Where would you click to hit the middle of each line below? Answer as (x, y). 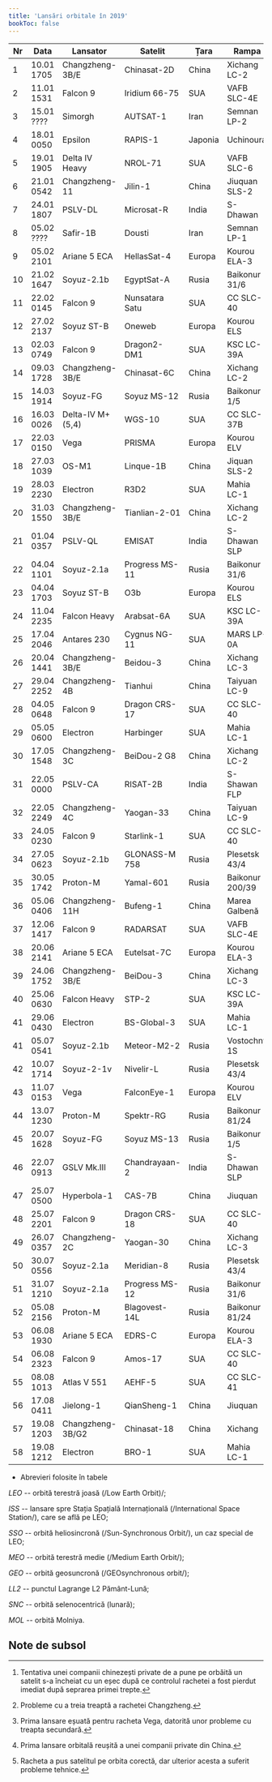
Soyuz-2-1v (87, 1069)
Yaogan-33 (147, 812)
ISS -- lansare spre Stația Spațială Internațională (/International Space (124, 1508)
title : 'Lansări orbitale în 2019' (68, 16)
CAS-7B (141, 1195)
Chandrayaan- (153, 1162)
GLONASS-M (150, 854)
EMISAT (139, 541)
